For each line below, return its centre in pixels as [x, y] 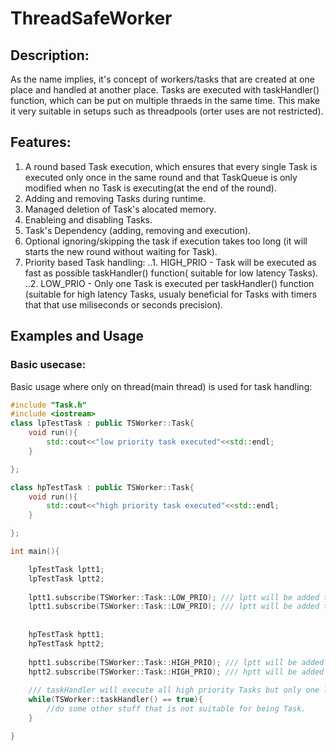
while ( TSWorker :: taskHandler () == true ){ [115, 700]
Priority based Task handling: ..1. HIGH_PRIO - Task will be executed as [170, 262]
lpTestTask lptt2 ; [66, 578]
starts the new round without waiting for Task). [121, 251]
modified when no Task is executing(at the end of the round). [150, 188]
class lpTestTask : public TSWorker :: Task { [102, 423]
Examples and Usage [77, 336]
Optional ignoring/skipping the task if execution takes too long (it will [166, 241]
